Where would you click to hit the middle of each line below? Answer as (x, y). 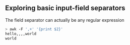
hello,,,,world (21, 34)
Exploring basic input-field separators (65, 8)
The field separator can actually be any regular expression (65, 20)
